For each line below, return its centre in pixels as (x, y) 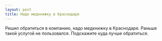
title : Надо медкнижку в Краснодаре (42, 14)
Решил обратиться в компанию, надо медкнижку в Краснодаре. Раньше (81, 28)
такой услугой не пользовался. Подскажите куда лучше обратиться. (77, 33)
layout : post (18, 10)
